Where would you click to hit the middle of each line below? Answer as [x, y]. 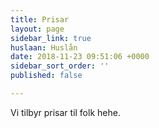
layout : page [37, 29]
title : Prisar [40, 19]
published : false [46, 76]
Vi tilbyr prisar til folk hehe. [65, 112]
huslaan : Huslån [44, 47]
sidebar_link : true [51, 38]
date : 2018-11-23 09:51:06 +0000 [80, 57]
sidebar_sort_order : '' [60, 66]
